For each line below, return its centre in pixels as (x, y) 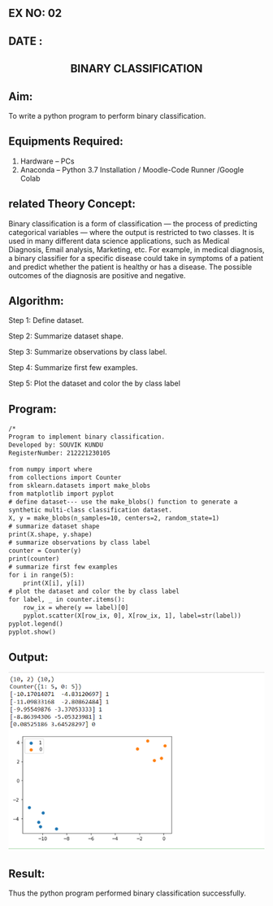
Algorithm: (36, 301)
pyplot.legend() (36, 624)
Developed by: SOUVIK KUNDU (56, 445)
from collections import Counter (65, 478)
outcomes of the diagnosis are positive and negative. (97, 275)
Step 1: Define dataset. (46, 320)
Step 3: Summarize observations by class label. (88, 352)
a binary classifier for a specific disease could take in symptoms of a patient (136, 258)
